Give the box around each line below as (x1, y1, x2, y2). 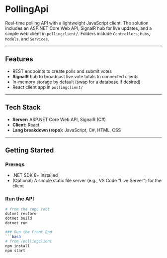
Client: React (12, 122, 40, 128)
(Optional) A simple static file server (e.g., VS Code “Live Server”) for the (12, 178, 162, 184)
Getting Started (5, 146, 54, 154)
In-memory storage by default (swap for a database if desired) (12, 79, 141, 85)
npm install (5, 243, 30, 249)
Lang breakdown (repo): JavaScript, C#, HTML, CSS (12, 127, 121, 133)
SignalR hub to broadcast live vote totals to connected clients (12, 73, 139, 79)
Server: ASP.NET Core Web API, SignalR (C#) (12, 116, 106, 123)
